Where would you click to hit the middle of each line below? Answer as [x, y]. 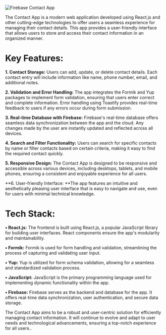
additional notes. [22, 82]
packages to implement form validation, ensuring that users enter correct [80, 97]
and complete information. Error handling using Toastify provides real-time [81, 103]
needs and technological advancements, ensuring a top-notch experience [81, 323]
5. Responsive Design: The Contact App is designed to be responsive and [81, 163]
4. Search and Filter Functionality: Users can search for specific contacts [81, 143]
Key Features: [34, 58]
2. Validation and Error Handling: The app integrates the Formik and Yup [80, 92]
